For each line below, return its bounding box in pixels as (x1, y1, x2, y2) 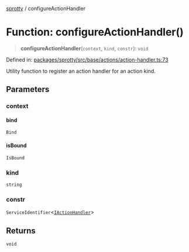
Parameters (6, 84, 50, 94)
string (6, 182, 22, 188)
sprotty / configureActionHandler (6, 5, 86, 12)
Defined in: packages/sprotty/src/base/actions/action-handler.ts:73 (6, 56, 169, 63)
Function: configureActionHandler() (6, 26, 184, 39)
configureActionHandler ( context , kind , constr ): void (20, 45, 149, 52)
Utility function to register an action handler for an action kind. (6, 67, 156, 74)
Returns (6, 226, 36, 236)
